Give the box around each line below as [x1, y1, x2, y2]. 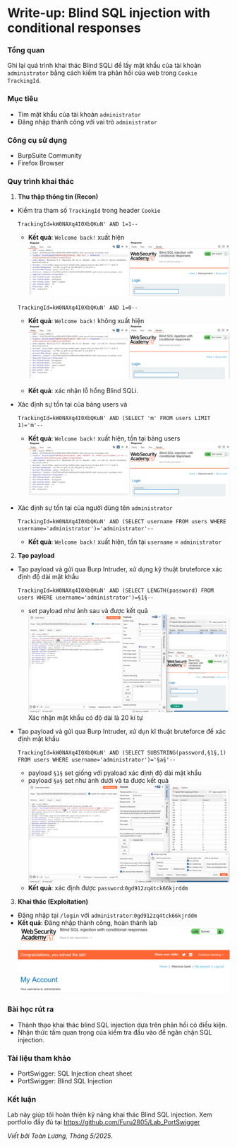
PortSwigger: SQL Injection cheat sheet [17, 1069, 133, 1078]
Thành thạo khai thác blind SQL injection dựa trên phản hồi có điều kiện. [17, 1020, 228, 1029]
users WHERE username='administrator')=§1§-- [17, 594, 154, 601]
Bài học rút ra [7, 1004, 54, 1014]
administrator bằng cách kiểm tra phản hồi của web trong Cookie [7, 69, 197, 77]
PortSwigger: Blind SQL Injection [17, 1076, 113, 1085]
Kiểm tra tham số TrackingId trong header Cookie [17, 206, 161, 215]
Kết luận [7, 1094, 37, 1104]
